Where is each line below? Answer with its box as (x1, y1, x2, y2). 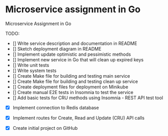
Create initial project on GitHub (12, 125, 78, 131)
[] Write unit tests (12, 62, 50, 68)
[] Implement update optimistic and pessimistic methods (12, 51, 131, 57)
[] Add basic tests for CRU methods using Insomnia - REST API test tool (12, 95, 163, 101)
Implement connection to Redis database (12, 104, 99, 110)
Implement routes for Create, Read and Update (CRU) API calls (12, 115, 145, 121)
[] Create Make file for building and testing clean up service (12, 78, 138, 84)
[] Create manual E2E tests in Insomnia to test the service (12, 89, 134, 95)
